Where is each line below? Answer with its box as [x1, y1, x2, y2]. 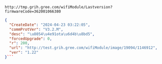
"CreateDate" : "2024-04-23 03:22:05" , [9, 22, 91, 27]
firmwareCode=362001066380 [5, 9, 61, 14]
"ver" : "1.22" [9, 50, 39, 55]
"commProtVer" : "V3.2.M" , [9, 27, 64, 32]
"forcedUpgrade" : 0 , [9, 36, 52, 41]
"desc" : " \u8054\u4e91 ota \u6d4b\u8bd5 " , [9, 31, 95, 37]
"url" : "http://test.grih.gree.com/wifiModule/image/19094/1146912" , [9, 45, 157, 51]
